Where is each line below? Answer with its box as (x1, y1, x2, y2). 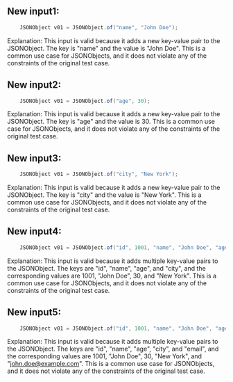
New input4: (7, 225, 62, 237)
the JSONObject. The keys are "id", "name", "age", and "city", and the (7, 264, 206, 272)
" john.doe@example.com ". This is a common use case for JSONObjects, (7, 360, 215, 368)
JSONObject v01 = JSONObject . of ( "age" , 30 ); (19, 97, 150, 104)
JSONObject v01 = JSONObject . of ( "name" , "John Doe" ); (19, 24, 178, 31)
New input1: (7, 6, 60, 17)
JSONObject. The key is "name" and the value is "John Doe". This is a (7, 44, 206, 52)
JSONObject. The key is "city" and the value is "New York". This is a (7, 191, 202, 199)
